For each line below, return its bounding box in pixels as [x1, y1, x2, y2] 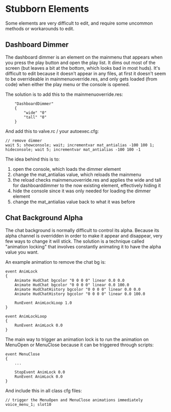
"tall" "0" [24, 114, 47, 120]
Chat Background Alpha [5, 213, 83, 222]
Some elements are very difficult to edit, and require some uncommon [5, 20, 153, 26]
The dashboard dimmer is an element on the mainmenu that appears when [5, 54, 163, 60]
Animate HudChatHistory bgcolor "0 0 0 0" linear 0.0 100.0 [14, 291, 145, 297]
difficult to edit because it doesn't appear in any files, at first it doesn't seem [5, 70, 166, 76]
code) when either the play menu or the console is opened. [5, 81, 130, 87]
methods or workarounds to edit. [5, 25, 75, 31]
